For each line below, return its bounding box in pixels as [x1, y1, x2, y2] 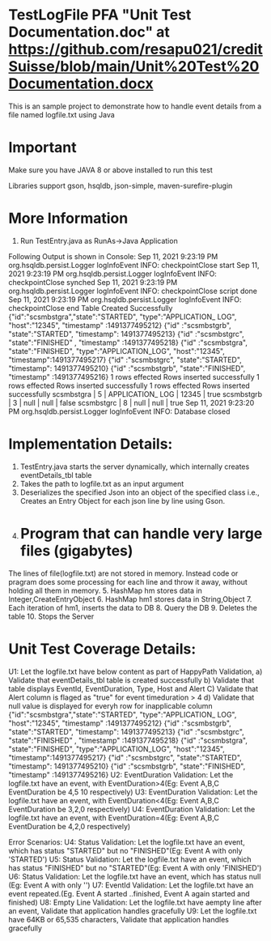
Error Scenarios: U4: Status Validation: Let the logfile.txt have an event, [8, 837, 245, 847]
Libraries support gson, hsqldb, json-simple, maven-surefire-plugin [8, 181, 233, 190]
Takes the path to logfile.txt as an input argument [19, 479, 184, 488]
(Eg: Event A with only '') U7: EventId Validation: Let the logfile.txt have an [8, 880, 254, 890]
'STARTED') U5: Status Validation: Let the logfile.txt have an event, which [8, 854, 252, 864]
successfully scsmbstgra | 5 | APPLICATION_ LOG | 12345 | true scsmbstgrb [8, 389, 263, 398]
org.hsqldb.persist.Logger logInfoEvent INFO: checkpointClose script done [8, 286, 257, 296]
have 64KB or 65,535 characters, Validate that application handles [8, 914, 229, 924]
